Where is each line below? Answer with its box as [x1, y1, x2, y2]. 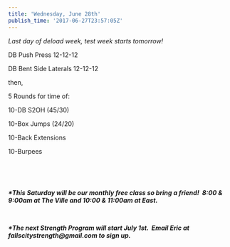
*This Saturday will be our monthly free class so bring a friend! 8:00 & [8, 188, 223, 196]
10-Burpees [8, 147, 43, 155]
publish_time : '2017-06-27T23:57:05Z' [8, 17, 123, 24]
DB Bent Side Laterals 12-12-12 [8, 64, 99, 73]
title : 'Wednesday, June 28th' [8, 10, 101, 18]
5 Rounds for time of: [8, 92, 70, 100]
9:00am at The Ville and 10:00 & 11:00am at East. [8, 196, 158, 204]
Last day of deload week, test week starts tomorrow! [8, 36, 164, 45]
